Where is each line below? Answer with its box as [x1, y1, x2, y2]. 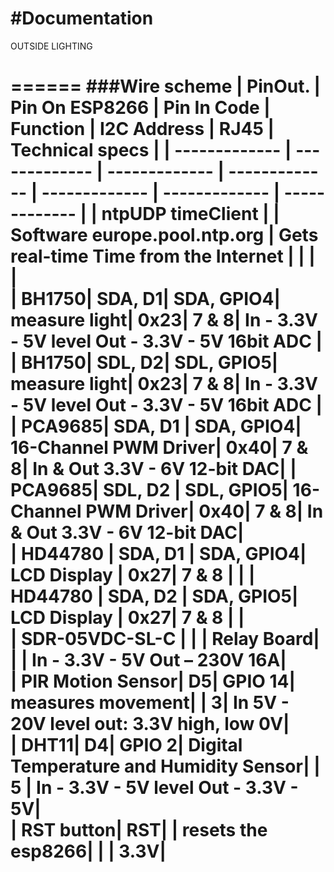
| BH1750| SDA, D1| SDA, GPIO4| [10, 288, 281, 311]
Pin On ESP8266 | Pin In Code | [10, 97, 271, 119]
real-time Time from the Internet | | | [10, 245, 316, 268]
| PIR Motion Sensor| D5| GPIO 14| [10, 670, 296, 693]
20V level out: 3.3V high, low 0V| [10, 713, 290, 736]
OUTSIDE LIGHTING [10, 40, 93, 52]
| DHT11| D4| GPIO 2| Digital [10, 734, 243, 757]
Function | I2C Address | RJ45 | [10, 118, 275, 141]
